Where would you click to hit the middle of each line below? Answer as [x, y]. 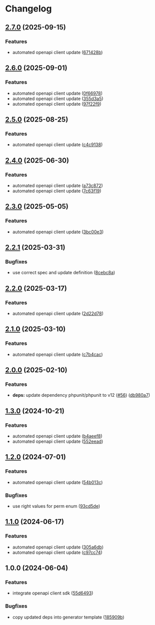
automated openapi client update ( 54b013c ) [57, 482]
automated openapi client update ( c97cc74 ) [57, 552]
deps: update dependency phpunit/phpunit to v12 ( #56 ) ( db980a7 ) [81, 395]
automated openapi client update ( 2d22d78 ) [58, 314]
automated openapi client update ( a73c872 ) [58, 185]
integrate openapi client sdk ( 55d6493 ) [53, 593]
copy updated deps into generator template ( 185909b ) [68, 617]
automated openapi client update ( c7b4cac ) [58, 354]
